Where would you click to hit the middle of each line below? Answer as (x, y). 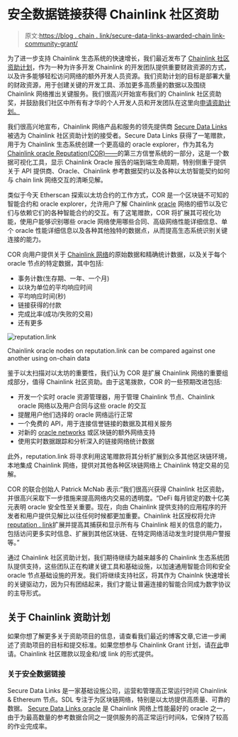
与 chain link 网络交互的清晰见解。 (57, 180)
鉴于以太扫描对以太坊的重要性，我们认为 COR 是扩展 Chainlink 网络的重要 (115, 373)
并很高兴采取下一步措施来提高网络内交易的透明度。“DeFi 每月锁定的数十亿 (116, 498)
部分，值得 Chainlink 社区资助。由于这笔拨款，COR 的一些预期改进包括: (118, 381)
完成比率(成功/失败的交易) (55, 314)
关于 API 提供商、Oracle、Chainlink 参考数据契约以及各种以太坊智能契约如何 (119, 170)
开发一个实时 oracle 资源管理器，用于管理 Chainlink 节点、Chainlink (116, 397)
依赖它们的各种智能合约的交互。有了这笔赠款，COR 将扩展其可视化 (117, 212)
